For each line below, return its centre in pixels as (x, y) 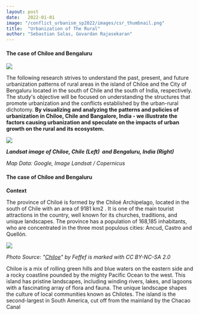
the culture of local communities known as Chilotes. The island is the (91, 294)
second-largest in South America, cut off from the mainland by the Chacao (98, 300)
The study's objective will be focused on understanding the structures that (98, 97)
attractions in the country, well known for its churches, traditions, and (92, 215)
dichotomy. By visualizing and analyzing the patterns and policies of (93, 110)
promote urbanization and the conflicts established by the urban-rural (92, 103)
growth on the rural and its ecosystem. (55, 129)
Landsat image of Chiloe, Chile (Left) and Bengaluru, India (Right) (90, 152)
